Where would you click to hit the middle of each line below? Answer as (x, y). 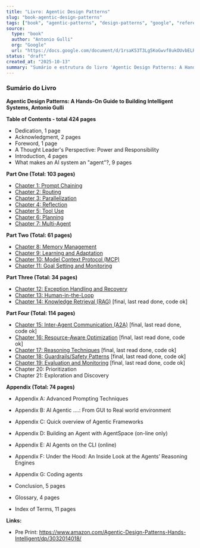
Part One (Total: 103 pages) (41, 174)
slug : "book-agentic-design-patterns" (54, 17)
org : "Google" (29, 45)
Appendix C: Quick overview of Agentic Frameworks (79, 421)
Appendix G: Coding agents (49, 474)
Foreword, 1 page (36, 143)
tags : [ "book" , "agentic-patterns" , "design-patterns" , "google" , (90, 23)
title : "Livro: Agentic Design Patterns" (58, 12)
